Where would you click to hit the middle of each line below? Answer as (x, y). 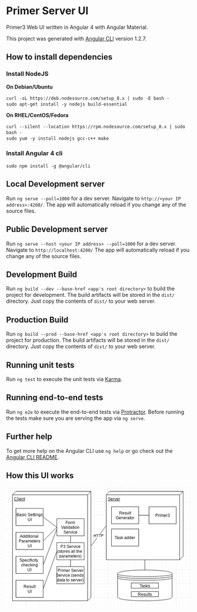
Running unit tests (40, 365)
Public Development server (57, 229)
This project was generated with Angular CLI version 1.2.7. (76, 38)
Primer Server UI (47, 11)
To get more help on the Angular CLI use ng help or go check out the (89, 451)
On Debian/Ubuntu (29, 87)
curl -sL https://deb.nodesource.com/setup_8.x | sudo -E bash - (88, 98)
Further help (29, 437)
